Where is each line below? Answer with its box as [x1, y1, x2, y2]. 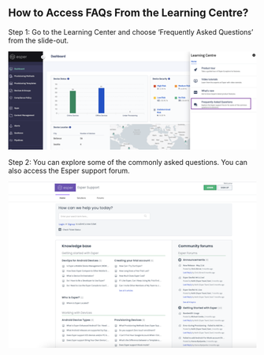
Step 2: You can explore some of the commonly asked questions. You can [8, 157, 248, 166]
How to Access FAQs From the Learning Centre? [8, 6, 249, 20]
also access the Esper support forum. [8, 166, 130, 175]
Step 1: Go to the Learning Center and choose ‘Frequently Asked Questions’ [8, 27, 254, 36]
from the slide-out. [8, 35, 69, 45]
